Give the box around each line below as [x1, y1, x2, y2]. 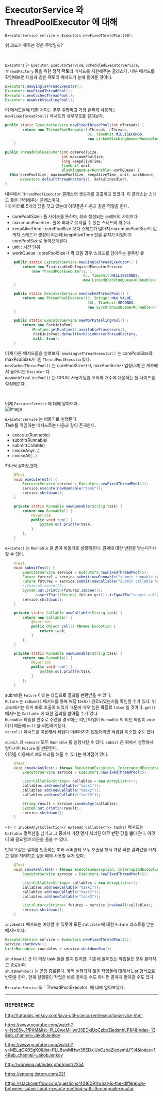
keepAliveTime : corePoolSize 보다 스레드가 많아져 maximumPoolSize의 [12, 225, 152, 232]
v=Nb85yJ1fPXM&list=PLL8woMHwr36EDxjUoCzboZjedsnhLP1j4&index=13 [5, 1027, 156, 1033]
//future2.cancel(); [22, 584, 64, 588]
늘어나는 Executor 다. [10, 369, 51, 374]
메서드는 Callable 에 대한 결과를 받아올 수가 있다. [5, 710, 98, 716]
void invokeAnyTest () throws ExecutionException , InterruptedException [14, 765, 162, 770]
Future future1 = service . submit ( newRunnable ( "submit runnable [22, 574, 153, 579]
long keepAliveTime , [61, 159, 103, 164]
